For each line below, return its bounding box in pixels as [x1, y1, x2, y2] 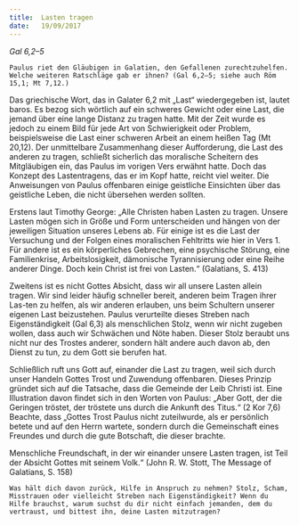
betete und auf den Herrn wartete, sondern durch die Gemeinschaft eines [9, 421, 279, 431]
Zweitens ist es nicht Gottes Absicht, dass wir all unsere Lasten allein [9, 280, 263, 291]
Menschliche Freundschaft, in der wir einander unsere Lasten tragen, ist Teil [9, 447, 288, 458]
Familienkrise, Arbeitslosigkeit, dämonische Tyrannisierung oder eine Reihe [9, 253, 285, 264]
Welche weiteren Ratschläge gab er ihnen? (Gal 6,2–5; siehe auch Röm [9, 70, 277, 80]
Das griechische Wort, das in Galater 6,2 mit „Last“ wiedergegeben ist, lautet [9, 94, 290, 105]
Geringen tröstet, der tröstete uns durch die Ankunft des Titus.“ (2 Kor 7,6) [9, 402, 281, 413]
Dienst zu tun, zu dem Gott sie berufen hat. [9, 347, 167, 357]
